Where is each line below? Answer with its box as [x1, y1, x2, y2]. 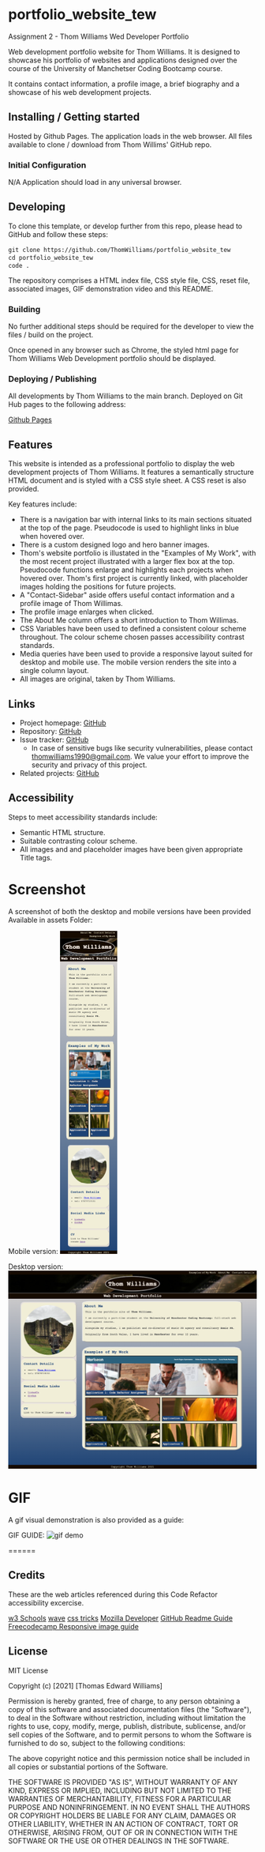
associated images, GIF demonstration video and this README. [8, 284, 214, 293]
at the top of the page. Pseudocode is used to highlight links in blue [19, 523, 239, 533]
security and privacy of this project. [31, 760, 147, 770]
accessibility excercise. [8, 1598, 84, 1607]
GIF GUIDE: [8, 1530, 45, 1540]
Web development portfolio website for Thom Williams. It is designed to [8, 47, 241, 56]
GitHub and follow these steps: [8, 229, 109, 239]
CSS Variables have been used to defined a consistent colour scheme [19, 624, 247, 634]
